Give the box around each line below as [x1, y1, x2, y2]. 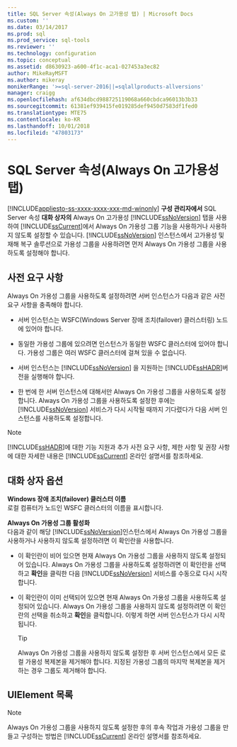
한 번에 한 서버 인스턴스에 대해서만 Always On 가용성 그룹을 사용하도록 [17, 387, 214, 396]
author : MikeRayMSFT [7, 70, 69, 77]
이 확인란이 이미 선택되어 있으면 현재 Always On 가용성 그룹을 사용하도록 [17, 593, 219, 602]
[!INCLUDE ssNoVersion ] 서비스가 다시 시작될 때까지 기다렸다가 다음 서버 [17, 405, 221, 414]
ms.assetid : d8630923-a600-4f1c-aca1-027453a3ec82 [7, 63, 160, 70]
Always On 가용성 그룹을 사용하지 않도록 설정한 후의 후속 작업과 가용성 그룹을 [7, 723, 221, 731]
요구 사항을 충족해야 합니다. [7, 301, 83, 309]
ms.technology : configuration [7, 50, 97, 57]
